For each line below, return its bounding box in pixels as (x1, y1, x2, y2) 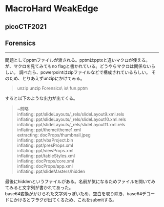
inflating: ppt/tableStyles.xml (17, 153, 75, 159)
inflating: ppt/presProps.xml (17, 142, 73, 148)
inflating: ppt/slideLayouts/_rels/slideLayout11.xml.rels (17, 122, 125, 128)
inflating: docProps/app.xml (17, 163, 73, 169)
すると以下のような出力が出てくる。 (5, 95, 78, 101)
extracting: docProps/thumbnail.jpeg (17, 132, 91, 138)
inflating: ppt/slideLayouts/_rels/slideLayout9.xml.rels (17, 111, 124, 117)
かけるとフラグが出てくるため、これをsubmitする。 (13, 197, 117, 203)
